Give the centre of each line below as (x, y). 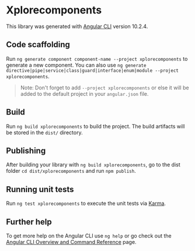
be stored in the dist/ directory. (44, 133)
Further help (29, 222)
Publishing (26, 150)
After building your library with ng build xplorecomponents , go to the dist (93, 165)
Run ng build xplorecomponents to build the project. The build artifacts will (95, 126)
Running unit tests (40, 189)
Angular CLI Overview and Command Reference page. (71, 242)
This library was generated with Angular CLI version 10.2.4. (77, 26)
